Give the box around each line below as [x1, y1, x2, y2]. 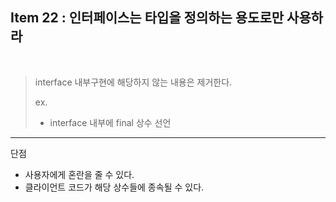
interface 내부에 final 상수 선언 [49, 116, 172, 128]
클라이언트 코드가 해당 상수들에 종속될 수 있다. [24, 181, 205, 193]
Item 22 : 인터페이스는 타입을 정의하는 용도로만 [10, 9, 285, 27]
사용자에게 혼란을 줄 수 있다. [24, 168, 135, 180]
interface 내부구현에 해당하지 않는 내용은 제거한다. [34, 76, 233, 88]
